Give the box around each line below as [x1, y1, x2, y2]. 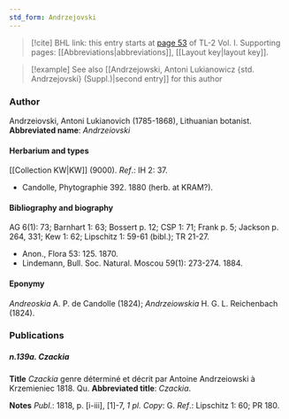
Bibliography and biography [9, 202, 113, 213]
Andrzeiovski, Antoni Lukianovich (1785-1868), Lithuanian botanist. [9, 115, 252, 126]
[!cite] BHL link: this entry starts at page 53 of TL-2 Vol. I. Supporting [30, 37, 281, 48]
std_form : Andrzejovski [9, 12, 97, 22]
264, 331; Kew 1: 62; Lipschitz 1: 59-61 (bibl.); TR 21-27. [9, 231, 209, 242]
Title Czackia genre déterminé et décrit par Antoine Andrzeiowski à [9, 374, 256, 384]
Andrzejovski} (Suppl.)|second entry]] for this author [30, 73, 223, 84]
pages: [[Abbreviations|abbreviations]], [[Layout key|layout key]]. [30, 46, 270, 58]
